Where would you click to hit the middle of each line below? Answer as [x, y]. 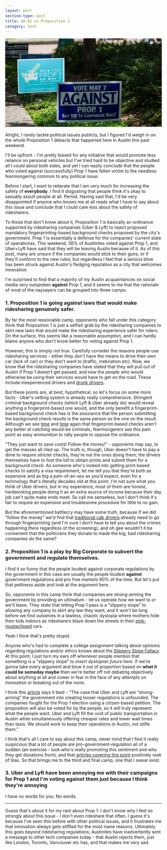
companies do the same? [31, 539]
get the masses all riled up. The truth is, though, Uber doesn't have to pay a [83, 450]
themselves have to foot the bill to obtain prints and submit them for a [76, 460]
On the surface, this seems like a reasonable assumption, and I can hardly [81, 336]
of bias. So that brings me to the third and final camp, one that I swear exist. [83, 760]
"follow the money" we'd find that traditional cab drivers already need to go [82, 517]
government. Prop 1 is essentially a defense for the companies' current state [83, 238]
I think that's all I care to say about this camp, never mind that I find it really [82, 739]
